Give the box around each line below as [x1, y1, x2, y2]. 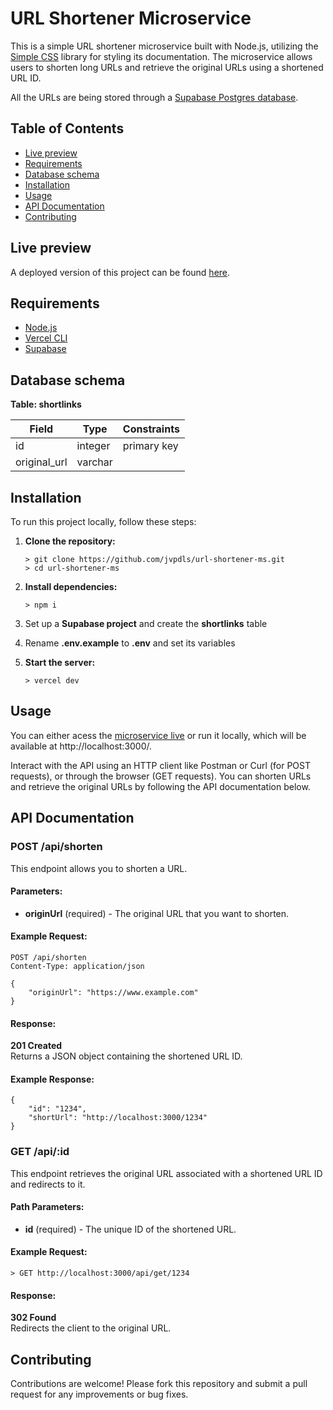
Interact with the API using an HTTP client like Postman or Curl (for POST [10, 759, 312, 771]
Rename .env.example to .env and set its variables [24, 637, 236, 649]
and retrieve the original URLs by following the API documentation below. [10, 780, 311, 792]
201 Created [10, 1040, 63, 1052]
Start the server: [24, 657, 96, 668]
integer [76, 439, 111, 453]
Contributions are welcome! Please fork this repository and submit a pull [10, 1378, 308, 1390]
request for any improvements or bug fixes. [10, 1388, 189, 1401]
